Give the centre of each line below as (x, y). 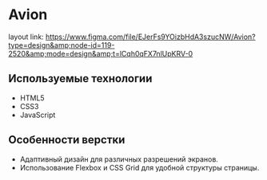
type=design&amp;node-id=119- (62, 45)
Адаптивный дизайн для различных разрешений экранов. (119, 159)
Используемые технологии (80, 78)
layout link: (26, 37)
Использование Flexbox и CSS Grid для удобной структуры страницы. (139, 167)
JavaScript (38, 115)
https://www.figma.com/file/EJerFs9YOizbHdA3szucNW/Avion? (150, 37)
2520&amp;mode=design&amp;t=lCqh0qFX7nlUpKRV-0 (101, 53)
